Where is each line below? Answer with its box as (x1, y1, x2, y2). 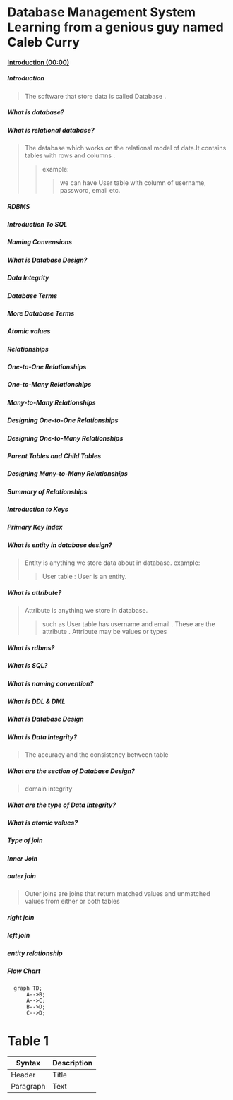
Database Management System (7, 4, 196, 20)
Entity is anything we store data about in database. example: (24, 558, 201, 567)
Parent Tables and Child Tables (7, 451, 101, 460)
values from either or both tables (24, 897, 120, 906)
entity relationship (7, 949, 63, 957)
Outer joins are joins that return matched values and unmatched (24, 890, 210, 898)
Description (52, 1058, 93, 1068)
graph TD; (13, 984, 42, 992)
